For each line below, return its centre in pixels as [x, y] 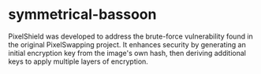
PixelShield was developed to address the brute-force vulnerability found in [131, 36]
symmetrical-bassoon [82, 15]
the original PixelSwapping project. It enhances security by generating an [127, 44]
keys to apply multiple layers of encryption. [78, 61]
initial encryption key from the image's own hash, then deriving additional [127, 53]
